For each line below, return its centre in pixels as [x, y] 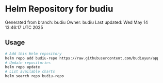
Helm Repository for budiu [59, 9]
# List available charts [30, 72]
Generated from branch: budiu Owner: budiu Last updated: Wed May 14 [76, 22]
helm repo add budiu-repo [31, 58]
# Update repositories [28, 63]
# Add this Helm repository [33, 54]
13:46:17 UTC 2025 [24, 27]
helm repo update [23, 67]
